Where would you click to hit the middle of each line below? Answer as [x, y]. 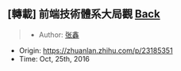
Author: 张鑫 [59, 35]
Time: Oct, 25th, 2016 [54, 58]
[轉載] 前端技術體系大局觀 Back [84, 14]
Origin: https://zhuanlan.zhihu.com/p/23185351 [96, 50]
